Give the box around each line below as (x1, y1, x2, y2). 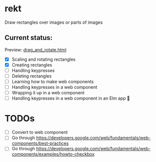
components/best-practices (11, 140, 69, 146)
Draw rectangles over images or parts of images (4, 19, 103, 25)
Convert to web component (11, 129, 68, 135)
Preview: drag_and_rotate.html (4, 46, 67, 52)
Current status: (4, 34, 53, 42)
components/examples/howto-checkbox (11, 151, 95, 157)
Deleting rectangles (11, 73, 52, 79)
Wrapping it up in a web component (11, 90, 85, 96)
